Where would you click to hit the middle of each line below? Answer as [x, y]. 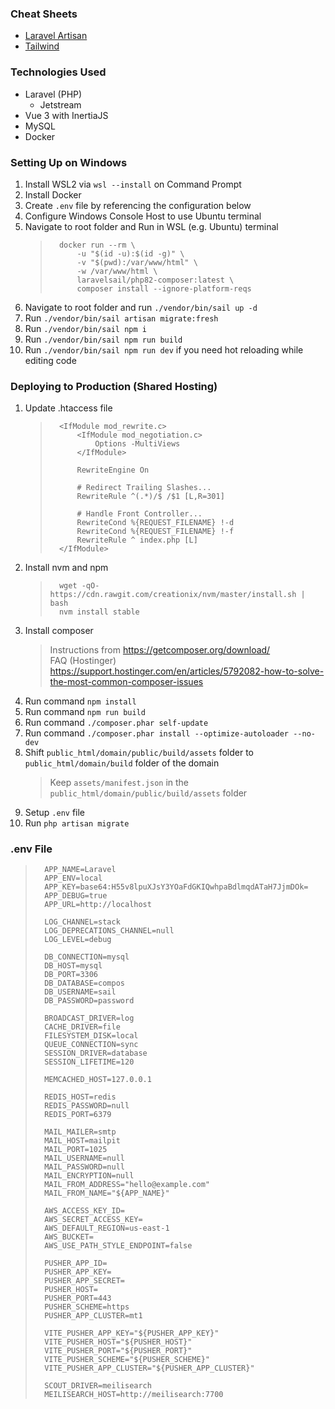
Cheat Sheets [44, 14]
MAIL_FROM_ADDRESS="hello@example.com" [127, 1185]
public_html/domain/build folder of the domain [122, 763]
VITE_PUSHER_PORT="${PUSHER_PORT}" [118, 1351]
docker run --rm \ [97, 245]
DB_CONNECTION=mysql [87, 957]
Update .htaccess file [68, 408]
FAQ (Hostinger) [83, 661]
